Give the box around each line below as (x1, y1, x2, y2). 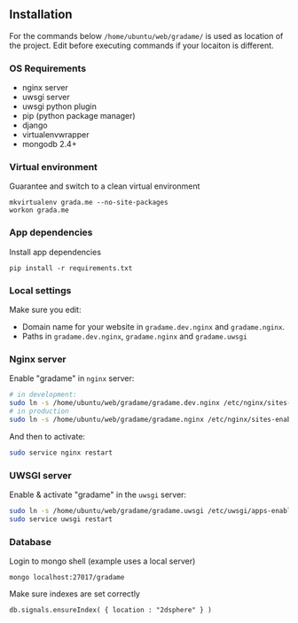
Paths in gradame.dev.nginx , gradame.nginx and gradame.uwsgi (21, 331, 247, 341)
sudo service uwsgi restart (9, 514, 114, 524)
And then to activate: (9, 431, 86, 441)
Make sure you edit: (9, 305, 82, 315)
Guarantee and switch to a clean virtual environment (9, 181, 200, 191)
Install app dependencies (9, 246, 102, 257)
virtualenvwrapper (21, 129, 90, 140)
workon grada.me (9, 206, 69, 215)
